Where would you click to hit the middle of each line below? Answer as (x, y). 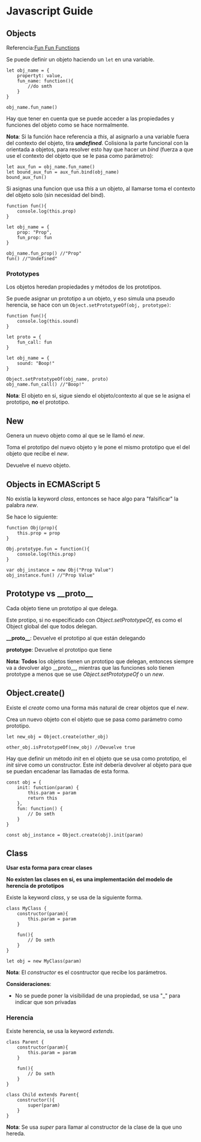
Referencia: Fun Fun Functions (43, 48)
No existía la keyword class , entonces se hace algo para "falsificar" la (92, 499)
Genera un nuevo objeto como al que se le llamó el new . (76, 435)
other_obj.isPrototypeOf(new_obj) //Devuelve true (71, 747)
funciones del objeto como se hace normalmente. (67, 125)
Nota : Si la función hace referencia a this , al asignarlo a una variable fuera (98, 136)
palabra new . (22, 505)
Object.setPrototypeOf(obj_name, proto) (58, 379)
